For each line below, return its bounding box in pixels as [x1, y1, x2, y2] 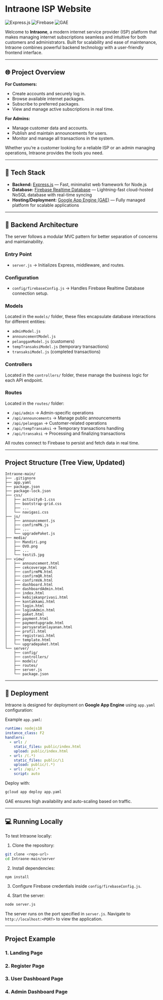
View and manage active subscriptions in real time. [12, 106, 114, 112]
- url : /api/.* [9, 767, 40, 772]
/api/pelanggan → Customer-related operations [12, 420, 107, 426]
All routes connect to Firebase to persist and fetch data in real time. [5, 440, 140, 446]
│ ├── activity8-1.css [5, 497, 55, 502]
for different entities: [5, 319, 46, 324]
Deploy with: [5, 780, 30, 786]
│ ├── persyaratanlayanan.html [5, 625, 73, 629]
